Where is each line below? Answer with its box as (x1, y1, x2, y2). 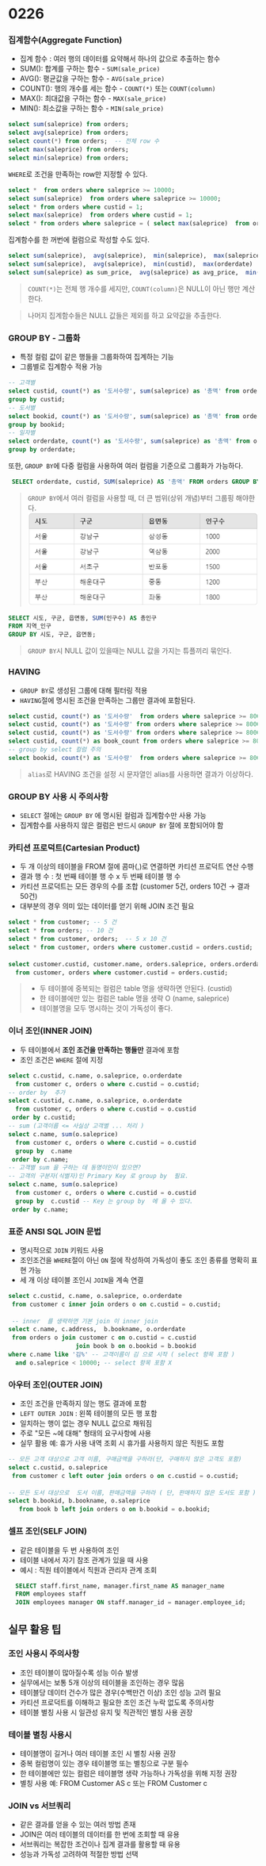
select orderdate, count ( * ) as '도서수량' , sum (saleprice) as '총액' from (8, 437, 251, 445)
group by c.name (15, 1147, 73, 1155)
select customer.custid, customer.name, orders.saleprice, (8, 960, 207, 968)
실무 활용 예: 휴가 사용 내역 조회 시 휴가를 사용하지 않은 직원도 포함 (19, 1438, 224, 1448)
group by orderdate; (8, 446, 77, 454)
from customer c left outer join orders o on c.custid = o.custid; (11, 1472, 239, 1480)
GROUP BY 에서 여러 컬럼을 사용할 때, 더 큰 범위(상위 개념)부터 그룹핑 (27, 493, 234, 502)
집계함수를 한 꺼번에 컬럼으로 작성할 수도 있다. (8, 235, 150, 244)
